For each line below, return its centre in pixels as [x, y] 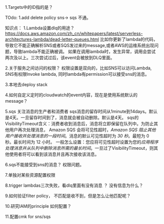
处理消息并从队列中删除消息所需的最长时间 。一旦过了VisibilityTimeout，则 [79, 148]
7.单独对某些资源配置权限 [30, 175]
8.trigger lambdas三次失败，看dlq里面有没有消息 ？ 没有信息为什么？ [74, 185]
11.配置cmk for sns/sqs [28, 216]
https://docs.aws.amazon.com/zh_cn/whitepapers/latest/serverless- [74, 34]
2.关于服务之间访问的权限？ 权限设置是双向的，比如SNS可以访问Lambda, [79, 68]
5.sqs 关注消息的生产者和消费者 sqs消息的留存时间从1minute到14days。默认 [81, 111]
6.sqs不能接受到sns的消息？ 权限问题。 [45, 165]
